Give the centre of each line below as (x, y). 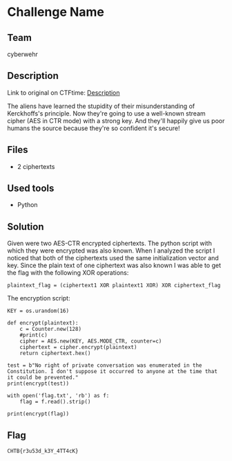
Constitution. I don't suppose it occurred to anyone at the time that (112, 372)
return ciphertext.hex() (55, 354)
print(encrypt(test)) (38, 384)
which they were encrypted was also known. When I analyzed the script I (111, 251)
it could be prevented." (43, 378)
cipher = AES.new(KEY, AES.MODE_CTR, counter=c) (91, 341)
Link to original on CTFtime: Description (64, 92)
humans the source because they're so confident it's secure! (94, 128)
